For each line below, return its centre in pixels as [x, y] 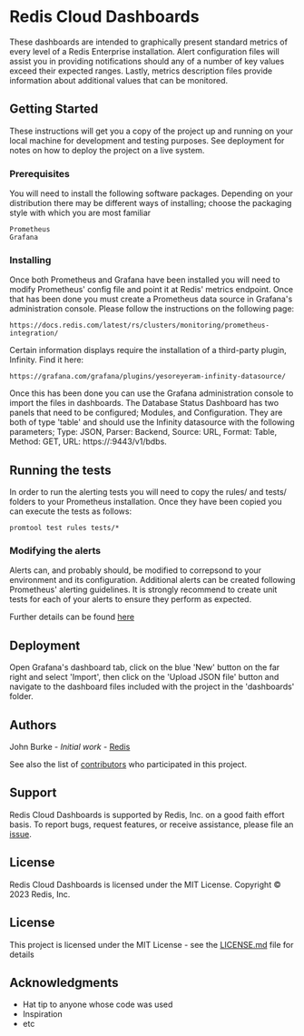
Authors [33, 725]
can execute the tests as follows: [71, 511]
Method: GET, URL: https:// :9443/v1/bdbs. [88, 441]
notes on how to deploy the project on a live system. [107, 150]
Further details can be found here [72, 617]
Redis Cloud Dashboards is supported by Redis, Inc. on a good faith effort [147, 814]
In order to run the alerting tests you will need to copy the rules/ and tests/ [148, 492]
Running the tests [60, 470]
